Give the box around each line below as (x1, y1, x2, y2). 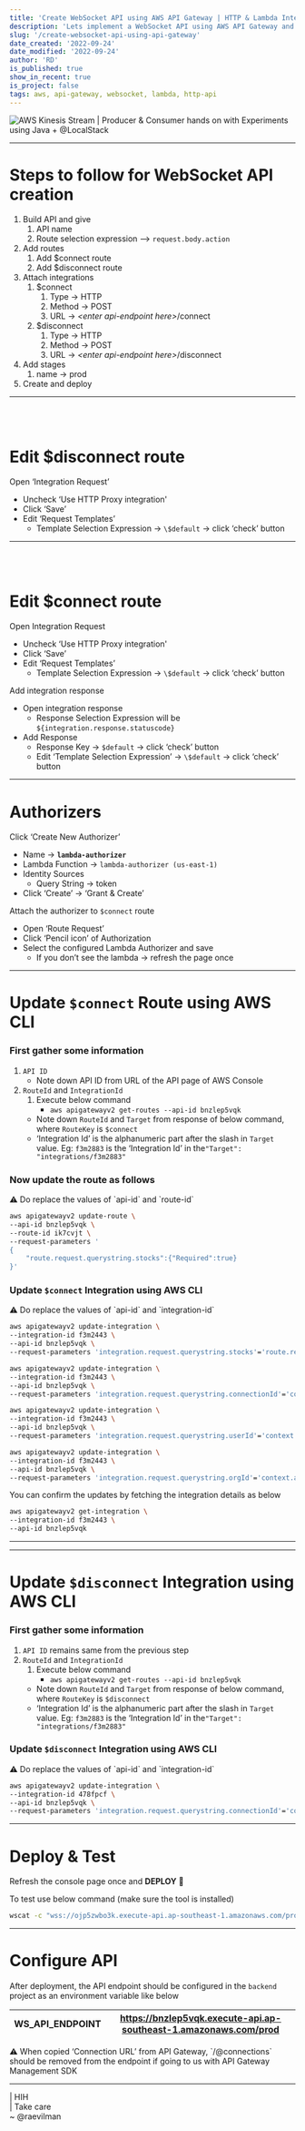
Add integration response (9, 685, 104, 697)
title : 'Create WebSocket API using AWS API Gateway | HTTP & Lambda (9, 13, 279, 23)
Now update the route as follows (9, 1173, 156, 1186)
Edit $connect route (9, 591, 162, 611)
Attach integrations (22, 272, 94, 283)
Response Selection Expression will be (35, 712, 181, 724)
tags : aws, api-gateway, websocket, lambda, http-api (9, 89, 218, 98)
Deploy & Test (9, 1846, 116, 1867)
